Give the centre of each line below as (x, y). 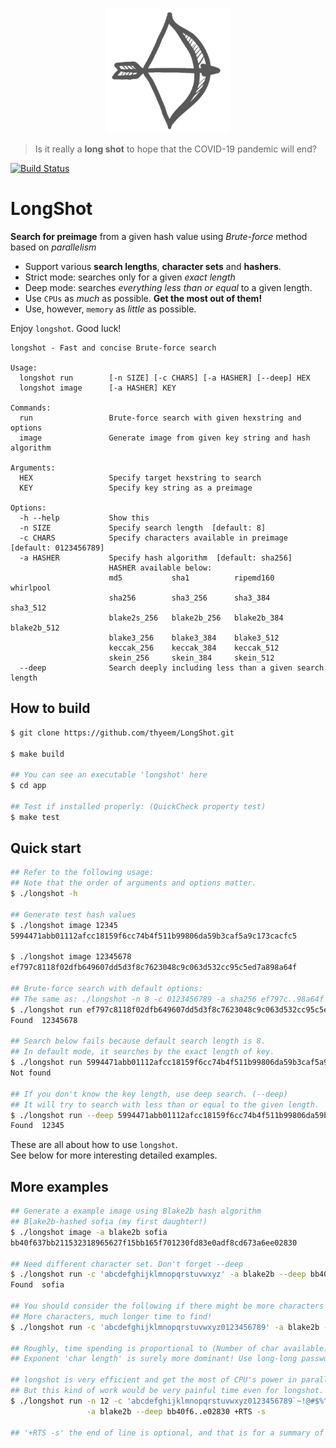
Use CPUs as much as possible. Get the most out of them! (143, 298)
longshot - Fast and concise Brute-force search (113, 348)
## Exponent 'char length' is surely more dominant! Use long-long (154, 1359)
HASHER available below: (160, 568)
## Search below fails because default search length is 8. (138, 1041)
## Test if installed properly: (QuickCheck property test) (138, 806)
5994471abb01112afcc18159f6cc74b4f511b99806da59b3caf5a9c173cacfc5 (154, 936)
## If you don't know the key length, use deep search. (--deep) (149, 1094)
